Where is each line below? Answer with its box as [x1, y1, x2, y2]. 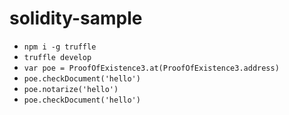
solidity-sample [9, 7, 143, 30]
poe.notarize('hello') [23, 84, 119, 94]
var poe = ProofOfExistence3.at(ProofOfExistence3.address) [23, 63, 280, 73]
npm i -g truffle [23, 42, 97, 52]
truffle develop [23, 52, 92, 62]
